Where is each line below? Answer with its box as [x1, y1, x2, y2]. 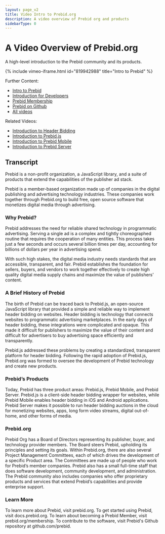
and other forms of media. [19, 413, 73, 419]
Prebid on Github [12, 104, 47, 109]
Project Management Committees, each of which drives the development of [5, 452, 160, 458]
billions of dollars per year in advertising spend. [5, 246, 102, 253]
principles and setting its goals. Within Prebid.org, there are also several [5, 447, 152, 453]
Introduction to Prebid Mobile [12, 138, 72, 144]
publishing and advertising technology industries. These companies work [5, 191, 155, 197]
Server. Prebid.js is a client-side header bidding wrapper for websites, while [5, 392, 160, 398]
